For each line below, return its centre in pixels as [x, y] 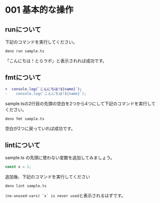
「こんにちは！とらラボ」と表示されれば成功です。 [56, 61]
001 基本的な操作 [39, 10]
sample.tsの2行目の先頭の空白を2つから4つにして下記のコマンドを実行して [80, 103]
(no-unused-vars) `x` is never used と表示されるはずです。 [65, 196]
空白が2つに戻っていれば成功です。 [40, 128]
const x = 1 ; [18, 167]
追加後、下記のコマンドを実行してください [48, 177]
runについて [23, 29]
